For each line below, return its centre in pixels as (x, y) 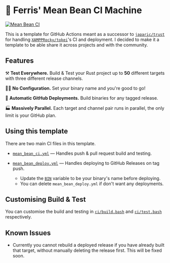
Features (19, 61)
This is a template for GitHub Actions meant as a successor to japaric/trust (85, 34)
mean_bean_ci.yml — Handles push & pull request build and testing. (82, 153)
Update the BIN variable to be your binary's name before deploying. (90, 178)
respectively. (18, 217)
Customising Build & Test (46, 199)
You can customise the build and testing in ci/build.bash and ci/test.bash (83, 211)
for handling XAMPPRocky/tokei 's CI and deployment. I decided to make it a (82, 39)
